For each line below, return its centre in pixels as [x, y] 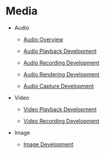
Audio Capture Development [58, 86]
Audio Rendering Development [61, 74]
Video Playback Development [60, 109]
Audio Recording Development [61, 63]
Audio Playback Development [60, 51]
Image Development [48, 144]
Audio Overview [43, 39]
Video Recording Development [61, 121]
